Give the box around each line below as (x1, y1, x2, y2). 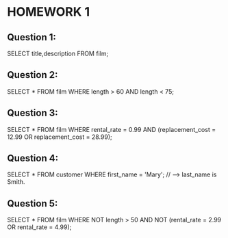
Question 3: (7, 107, 58, 119)
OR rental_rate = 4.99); (7, 223, 72, 231)
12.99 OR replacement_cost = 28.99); (7, 133, 112, 141)
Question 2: (7, 69, 58, 81)
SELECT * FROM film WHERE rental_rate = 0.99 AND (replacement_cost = (7, 125, 216, 133)
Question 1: (7, 31, 57, 43)
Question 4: (7, 153, 59, 164)
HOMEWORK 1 (7, 4, 90, 20)
